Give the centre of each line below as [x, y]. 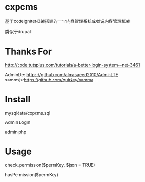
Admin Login [18, 122]
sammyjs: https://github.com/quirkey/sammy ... [52, 80]
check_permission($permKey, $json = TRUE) [50, 165]
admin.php [16, 132]
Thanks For [28, 51]
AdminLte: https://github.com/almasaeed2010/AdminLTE [62, 74]
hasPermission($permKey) [32, 174]
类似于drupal [18, 31]
